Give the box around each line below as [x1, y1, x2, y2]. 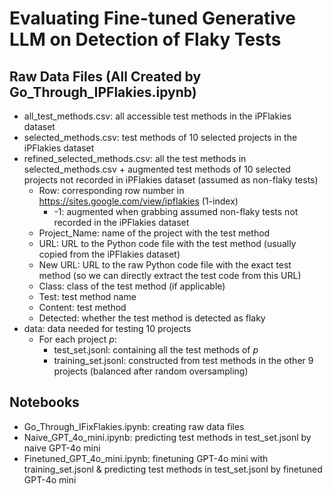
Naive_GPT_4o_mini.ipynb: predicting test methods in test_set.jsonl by [23, 431, 312, 443]
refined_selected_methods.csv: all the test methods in [23, 153, 247, 164]
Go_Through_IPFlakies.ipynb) [9, 83, 197, 101]
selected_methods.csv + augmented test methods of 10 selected [23, 163, 291, 175]
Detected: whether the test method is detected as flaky [38, 312, 266, 324]
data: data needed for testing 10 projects [23, 323, 192, 334]
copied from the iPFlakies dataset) [38, 248, 181, 260]
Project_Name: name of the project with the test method [38, 227, 271, 239]
